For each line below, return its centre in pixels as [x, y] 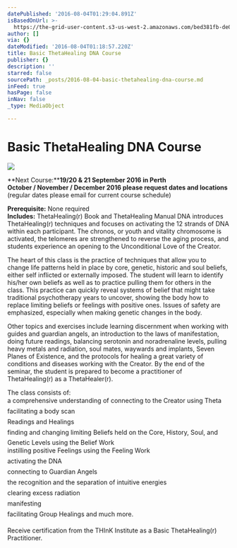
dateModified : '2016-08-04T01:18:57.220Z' [71, 47]
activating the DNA [35, 461]
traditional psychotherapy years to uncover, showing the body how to [108, 297]
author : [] [23, 34]
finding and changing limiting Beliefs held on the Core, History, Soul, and [113, 432]
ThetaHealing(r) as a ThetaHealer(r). [60, 378]
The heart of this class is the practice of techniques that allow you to [107, 260]
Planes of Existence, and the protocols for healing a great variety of [105, 356]
